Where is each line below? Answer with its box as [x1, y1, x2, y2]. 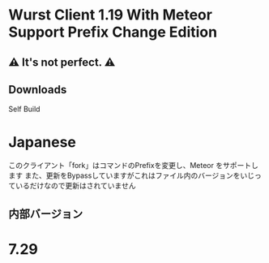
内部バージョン [8, 207, 83, 221]
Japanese [8, 132, 77, 151]
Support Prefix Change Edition [8, 23, 217, 41]
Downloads [8, 83, 67, 97]
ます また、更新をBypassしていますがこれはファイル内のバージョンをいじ [8, 170, 255, 180]
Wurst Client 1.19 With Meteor [8, 6, 213, 24]
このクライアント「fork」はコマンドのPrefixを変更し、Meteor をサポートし [8, 161, 259, 170]
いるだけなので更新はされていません [15, 181, 136, 191]
